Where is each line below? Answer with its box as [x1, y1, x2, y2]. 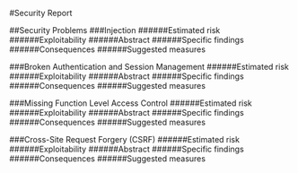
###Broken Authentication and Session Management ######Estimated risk [9, 62, 289, 72]
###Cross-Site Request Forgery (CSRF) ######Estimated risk [9, 134, 241, 144]
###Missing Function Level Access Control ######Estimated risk [9, 98, 253, 108]
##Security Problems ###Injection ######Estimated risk [9, 25, 221, 35]
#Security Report [9, 8, 73, 18]
